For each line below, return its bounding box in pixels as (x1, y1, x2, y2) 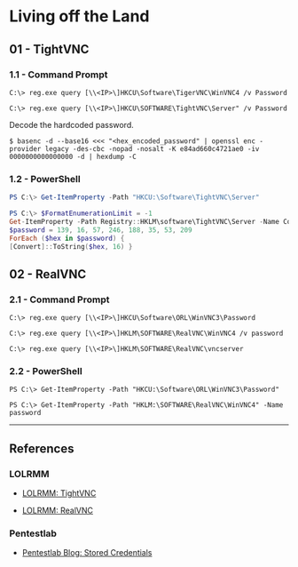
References (9, 441, 74, 456)
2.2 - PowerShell (9, 365, 82, 378)
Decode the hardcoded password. (9, 119, 135, 130)
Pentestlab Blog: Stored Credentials (21, 547, 153, 558)
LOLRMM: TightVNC (21, 488, 97, 499)
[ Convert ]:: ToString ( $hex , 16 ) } (9, 242, 133, 251)
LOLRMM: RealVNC (21, 505, 93, 516)
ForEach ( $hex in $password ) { (9, 234, 125, 243)
